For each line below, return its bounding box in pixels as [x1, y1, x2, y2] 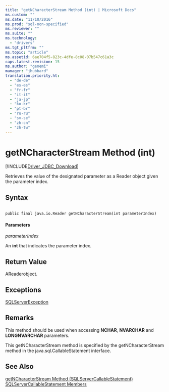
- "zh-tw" [10, 125, 30, 130]
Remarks [5, 314, 34, 322]
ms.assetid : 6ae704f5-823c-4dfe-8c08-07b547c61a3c [5, 54, 114, 60]
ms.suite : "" [5, 31, 33, 36]
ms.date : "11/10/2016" [5, 17, 53, 22]
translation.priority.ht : [5, 73, 60, 78]
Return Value [5, 257, 47, 266]
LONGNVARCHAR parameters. [5, 332, 70, 338]
